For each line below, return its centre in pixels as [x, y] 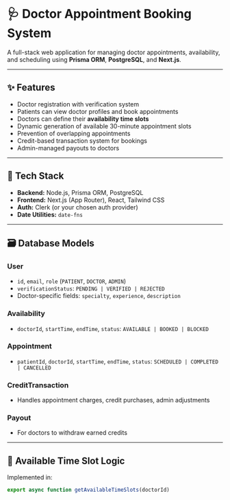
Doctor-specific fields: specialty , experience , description [99, 296]
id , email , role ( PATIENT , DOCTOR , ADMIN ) [72, 281]
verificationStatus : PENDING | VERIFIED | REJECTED [91, 288]
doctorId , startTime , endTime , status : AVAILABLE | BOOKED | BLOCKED [113, 328]
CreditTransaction [38, 385]
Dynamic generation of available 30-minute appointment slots [104, 126]
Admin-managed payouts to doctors [68, 148]
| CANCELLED [34, 368]
